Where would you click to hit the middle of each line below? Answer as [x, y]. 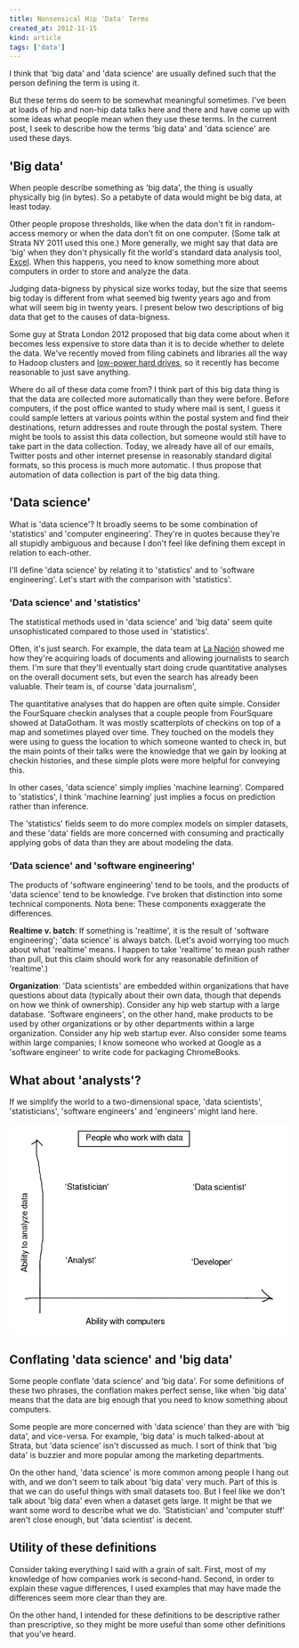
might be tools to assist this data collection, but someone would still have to [148, 437]
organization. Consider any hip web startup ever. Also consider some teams [148, 1034]
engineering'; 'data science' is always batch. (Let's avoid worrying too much [149, 940]
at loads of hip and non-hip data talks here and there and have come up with [149, 110]
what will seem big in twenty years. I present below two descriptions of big [146, 308]
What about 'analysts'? [75, 1080]
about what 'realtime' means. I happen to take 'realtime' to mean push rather [149, 950]
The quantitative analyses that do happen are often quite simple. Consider [145, 704]
